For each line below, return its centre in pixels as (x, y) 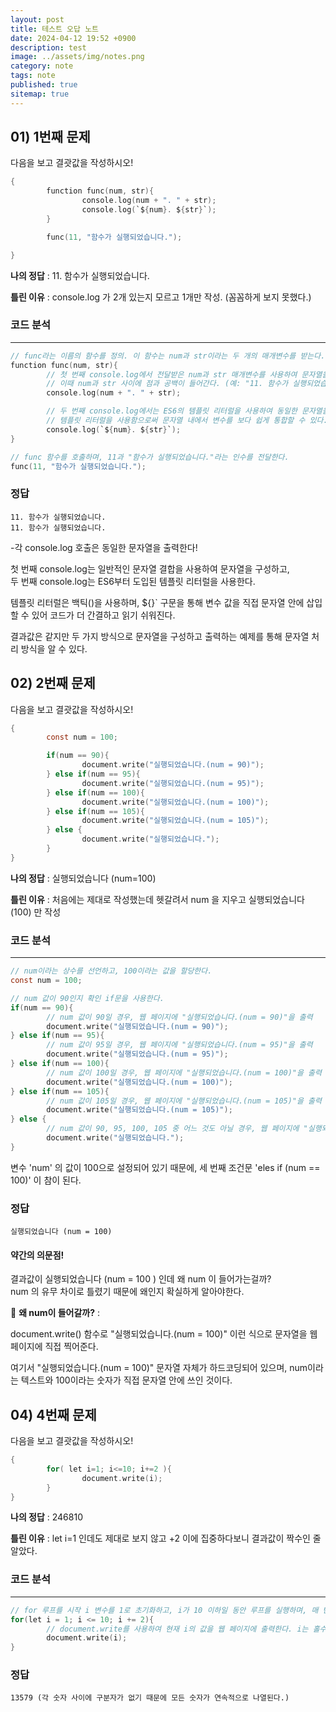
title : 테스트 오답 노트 (55, 29)
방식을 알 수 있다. (54, 648)
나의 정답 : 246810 (46, 1517)
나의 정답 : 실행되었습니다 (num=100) (83, 878)
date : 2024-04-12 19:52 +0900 (73, 38)
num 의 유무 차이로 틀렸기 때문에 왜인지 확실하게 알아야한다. (127, 1292)
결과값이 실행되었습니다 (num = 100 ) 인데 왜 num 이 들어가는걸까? (141, 1279)
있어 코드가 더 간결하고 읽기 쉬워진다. (103, 615)
